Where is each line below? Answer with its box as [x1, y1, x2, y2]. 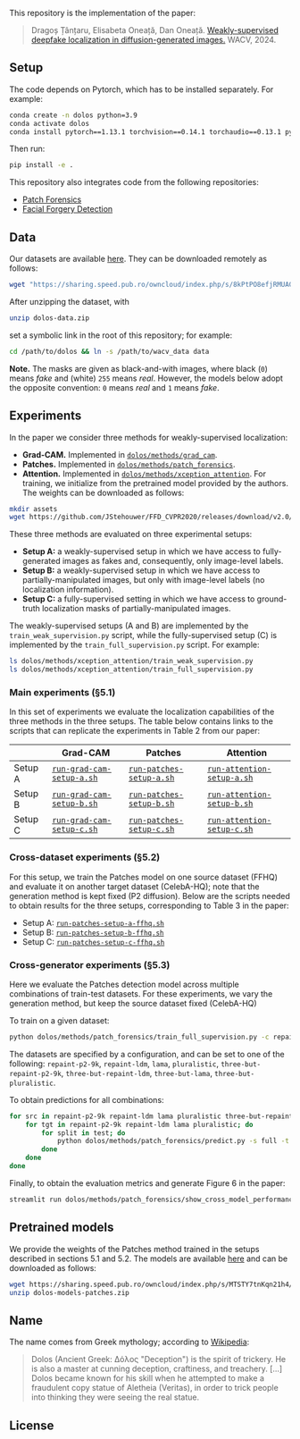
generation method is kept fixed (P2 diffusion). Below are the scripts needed [9, 890, 290, 901]
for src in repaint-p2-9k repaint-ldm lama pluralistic [9, 1112, 221, 1121]
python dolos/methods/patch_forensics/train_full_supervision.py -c [9, 1032, 270, 1041]
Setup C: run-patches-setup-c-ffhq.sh [21, 936, 165, 947]
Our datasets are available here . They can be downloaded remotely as [9, 254, 268, 265]
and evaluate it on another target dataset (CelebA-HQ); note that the [9, 880, 260, 892]
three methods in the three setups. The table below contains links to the [9, 716, 274, 727]
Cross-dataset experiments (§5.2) [9, 851, 161, 863]
